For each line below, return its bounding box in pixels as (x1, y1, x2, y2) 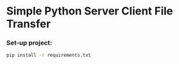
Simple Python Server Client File (6, 4, 174, 18)
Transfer (6, 17, 51, 31)
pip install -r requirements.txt (6, 53, 91, 59)
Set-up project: (6, 39, 53, 47)
